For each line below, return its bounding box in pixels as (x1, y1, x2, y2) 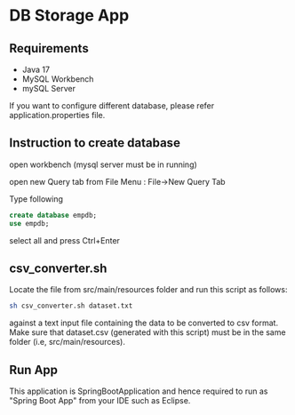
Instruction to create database (9, 135, 180, 151)
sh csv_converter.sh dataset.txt (9, 301, 133, 311)
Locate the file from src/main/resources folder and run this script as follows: (9, 284, 288, 295)
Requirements (9, 41, 89, 56)
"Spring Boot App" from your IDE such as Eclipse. (9, 395, 191, 406)
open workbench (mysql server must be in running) (9, 159, 197, 170)
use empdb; (9, 219, 50, 227)
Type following (9, 193, 64, 204)
